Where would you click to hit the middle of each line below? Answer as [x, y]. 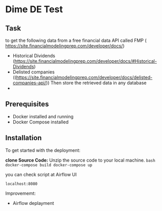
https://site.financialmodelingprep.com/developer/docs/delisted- [84, 77]
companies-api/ [29, 83]
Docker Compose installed [41, 122]
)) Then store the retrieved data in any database [96, 83]
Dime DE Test [34, 9]
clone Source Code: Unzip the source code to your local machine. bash [80, 160]
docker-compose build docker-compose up [49, 165]
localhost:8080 [21, 184]
